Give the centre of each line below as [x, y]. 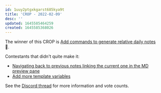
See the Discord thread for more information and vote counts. [67, 86]
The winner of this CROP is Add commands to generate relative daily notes [80, 42]
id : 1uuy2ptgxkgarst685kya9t [35, 10]
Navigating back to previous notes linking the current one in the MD [80, 66]
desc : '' [14, 19]
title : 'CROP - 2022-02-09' [34, 14]
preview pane [26, 71]
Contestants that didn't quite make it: [42, 56]
